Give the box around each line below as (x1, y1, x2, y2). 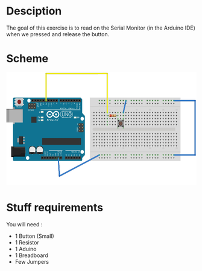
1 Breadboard (14, 252, 48, 259)
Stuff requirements (6, 201, 104, 215)
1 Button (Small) (14, 232, 54, 240)
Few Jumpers (14, 258, 49, 265)
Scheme (6, 52, 49, 66)
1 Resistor (14, 238, 39, 246)
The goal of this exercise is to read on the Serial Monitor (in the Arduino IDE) (6, 24, 196, 31)
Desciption (6, 4, 62, 18)
